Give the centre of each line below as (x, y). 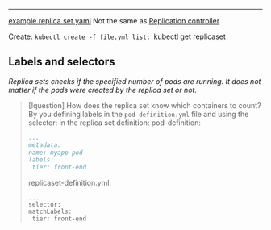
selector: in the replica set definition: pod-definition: (115, 123)
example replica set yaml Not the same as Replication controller (114, 21)
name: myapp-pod (55, 153)
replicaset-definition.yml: (69, 183)
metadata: (45, 145)
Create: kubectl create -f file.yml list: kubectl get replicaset (117, 36)
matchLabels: (50, 212)
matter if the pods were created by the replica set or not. (103, 90)
